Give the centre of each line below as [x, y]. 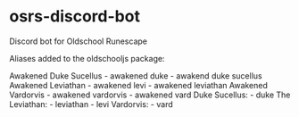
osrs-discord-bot [75, 17]
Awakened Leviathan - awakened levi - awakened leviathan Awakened [138, 85]
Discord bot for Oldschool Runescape [78, 41]
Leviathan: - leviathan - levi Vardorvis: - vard [91, 104]
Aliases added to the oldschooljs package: [87, 58]
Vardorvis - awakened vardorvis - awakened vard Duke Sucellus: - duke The [150, 95]
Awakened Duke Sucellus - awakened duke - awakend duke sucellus [136, 75]
